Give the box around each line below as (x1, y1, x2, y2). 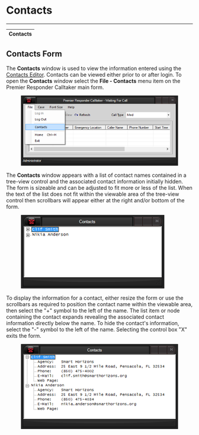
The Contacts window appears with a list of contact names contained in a (6, 172, 187, 179)
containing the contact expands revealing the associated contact (6, 313, 165, 320)
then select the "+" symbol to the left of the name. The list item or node (6, 307, 180, 314)
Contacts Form (6, 49, 62, 59)
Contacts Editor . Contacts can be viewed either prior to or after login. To (6, 71, 182, 78)
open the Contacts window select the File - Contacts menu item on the (6, 77, 181, 84)
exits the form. (6, 332, 41, 339)
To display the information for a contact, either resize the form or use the (6, 294, 184, 301)
